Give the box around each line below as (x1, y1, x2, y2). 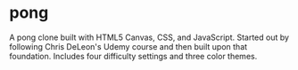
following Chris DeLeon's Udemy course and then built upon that (9, 41, 248, 51)
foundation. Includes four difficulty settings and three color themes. (9, 51, 258, 61)
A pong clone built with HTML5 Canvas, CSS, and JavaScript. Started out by (9, 32, 290, 43)
